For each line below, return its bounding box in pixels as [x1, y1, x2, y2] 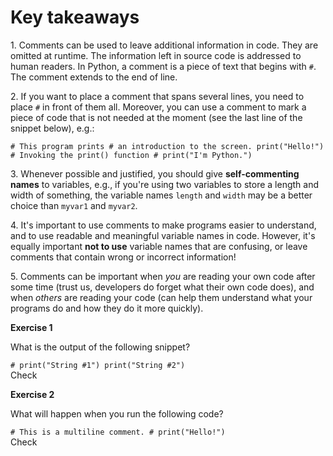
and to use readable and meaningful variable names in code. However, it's [10, 229, 316, 241]
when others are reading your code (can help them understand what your [10, 291, 313, 303]
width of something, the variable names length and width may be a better [10, 189, 313, 201]
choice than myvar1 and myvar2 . [10, 199, 138, 211]
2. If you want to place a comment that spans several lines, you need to [10, 90, 305, 102]
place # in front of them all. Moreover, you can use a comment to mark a [10, 101, 307, 113]
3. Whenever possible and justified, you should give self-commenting [10, 167, 300, 180]
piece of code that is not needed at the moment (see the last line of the [10, 111, 303, 123]
